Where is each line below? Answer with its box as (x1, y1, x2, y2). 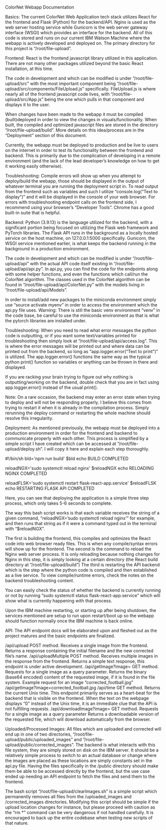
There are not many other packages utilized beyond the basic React (5, 61, 144, 66)
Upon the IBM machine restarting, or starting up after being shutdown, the (5, 607, 157, 613)
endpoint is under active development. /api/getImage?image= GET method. (5, 664, 159, 670)
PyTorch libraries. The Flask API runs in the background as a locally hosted (5, 230, 158, 235)
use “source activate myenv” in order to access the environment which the (5, 302, 158, 307)
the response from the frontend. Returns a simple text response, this (5, 658, 145, 664)
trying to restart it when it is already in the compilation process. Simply (5, 405, 149, 410)
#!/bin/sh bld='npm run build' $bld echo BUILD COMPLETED (5, 455, 129, 461)
